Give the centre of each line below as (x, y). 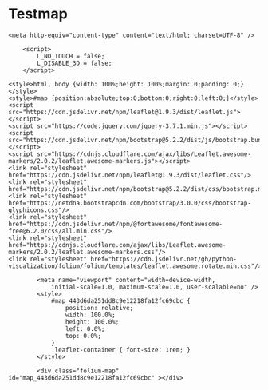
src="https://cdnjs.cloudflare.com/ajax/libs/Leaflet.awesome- (144, 154)
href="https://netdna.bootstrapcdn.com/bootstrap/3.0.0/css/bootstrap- (130, 203)
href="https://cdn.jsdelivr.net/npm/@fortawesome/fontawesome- (116, 224)
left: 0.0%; (85, 328)
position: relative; (99, 308)
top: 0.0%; (83, 336)
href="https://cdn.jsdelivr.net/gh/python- (164, 259)
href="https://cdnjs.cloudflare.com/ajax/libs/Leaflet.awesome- (117, 245)
